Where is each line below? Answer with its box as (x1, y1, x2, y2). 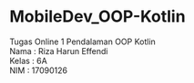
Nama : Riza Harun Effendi (9, 45, 108, 56)
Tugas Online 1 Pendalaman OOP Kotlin (9, 36, 157, 47)
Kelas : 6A (9, 55, 47, 66)
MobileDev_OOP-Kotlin (9, 6, 186, 27)
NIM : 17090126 (9, 65, 68, 76)
